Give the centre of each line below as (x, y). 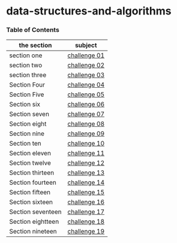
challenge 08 (86, 124)
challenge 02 (86, 66)
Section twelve (30, 163)
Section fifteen (30, 192)
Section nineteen (33, 232)
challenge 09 (86, 134)
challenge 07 (86, 114)
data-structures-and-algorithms (89, 11)
